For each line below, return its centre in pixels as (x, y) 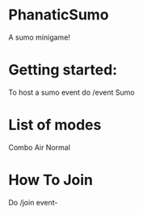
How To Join (51, 180)
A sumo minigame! (40, 37)
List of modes (55, 125)
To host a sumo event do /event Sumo (71, 92)
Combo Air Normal (40, 147)
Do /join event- (33, 202)
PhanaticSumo (59, 15)
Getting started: (63, 70)
